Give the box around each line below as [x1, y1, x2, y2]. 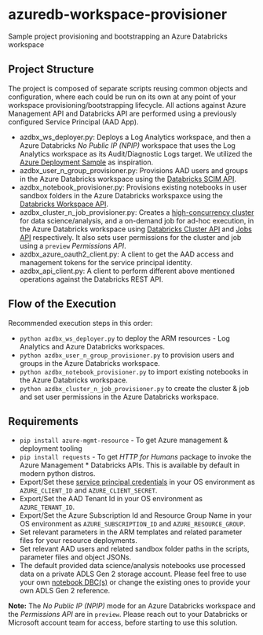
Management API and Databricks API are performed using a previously [8, 109, 237, 118]
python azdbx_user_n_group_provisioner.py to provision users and [19, 350, 235, 360]
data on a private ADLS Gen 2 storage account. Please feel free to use [19, 569, 247, 579]
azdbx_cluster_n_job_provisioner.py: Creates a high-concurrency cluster [19, 207, 254, 217]
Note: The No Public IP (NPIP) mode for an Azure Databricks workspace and [8, 601, 256, 611]
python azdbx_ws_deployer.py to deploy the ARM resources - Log [19, 333, 230, 343]
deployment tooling [19, 444, 82, 453]
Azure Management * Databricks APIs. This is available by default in [19, 460, 240, 470]
